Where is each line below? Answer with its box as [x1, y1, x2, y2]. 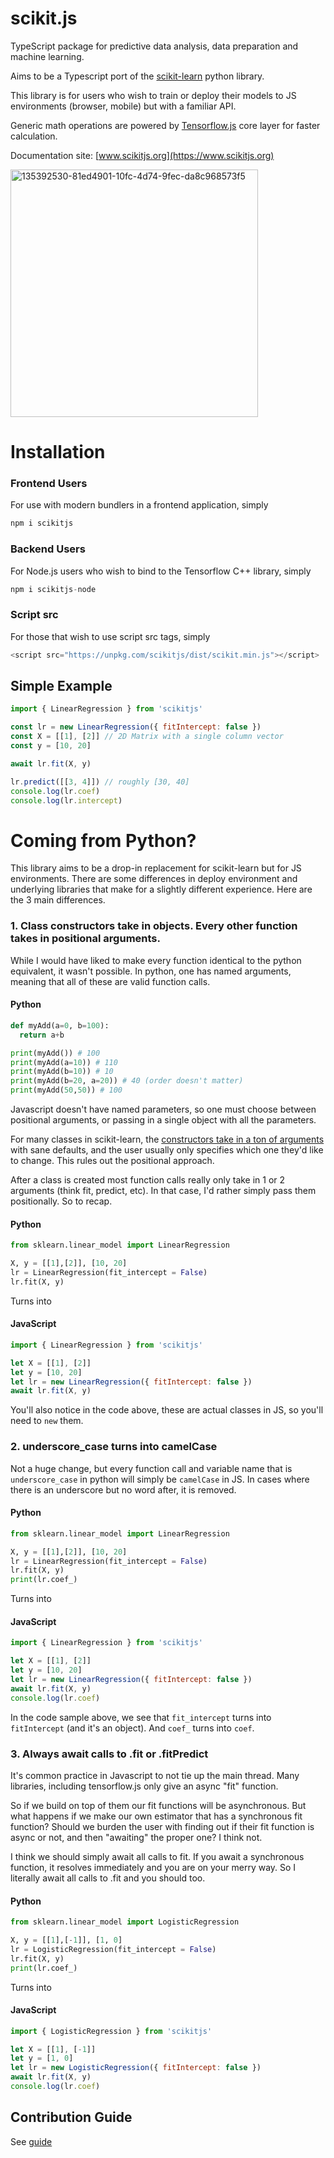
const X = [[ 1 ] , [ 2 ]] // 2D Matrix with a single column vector [10, 732, 284, 742]
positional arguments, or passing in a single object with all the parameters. [10, 1114, 317, 1126]
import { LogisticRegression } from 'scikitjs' [10, 2026, 213, 2036]
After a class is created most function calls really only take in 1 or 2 [10, 1174, 286, 1186]
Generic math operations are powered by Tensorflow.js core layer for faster [10, 119, 321, 131]
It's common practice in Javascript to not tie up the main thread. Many [10, 1769, 300, 1781]
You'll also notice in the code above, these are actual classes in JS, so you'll [10, 1404, 324, 1416]
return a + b [19, 1030, 65, 1040]
